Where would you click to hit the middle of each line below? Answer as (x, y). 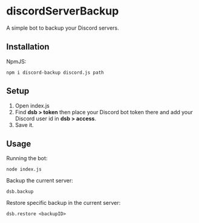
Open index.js (32, 105)
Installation (28, 47)
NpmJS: (16, 61)
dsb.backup (20, 192)
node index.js (24, 170)
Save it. (24, 124)
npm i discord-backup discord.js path (55, 73)
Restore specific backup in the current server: (64, 203)
